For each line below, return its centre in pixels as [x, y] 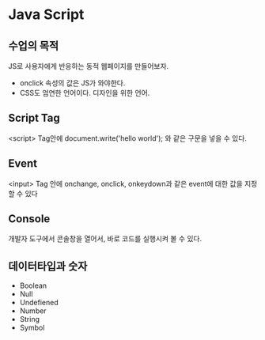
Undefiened [39, 303]
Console [29, 219]
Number [33, 311]
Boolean [33, 285]
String [30, 319]
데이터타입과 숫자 [48, 266]
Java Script [46, 15]
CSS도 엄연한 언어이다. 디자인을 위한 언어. [85, 93]
